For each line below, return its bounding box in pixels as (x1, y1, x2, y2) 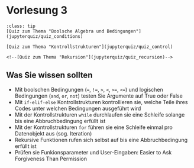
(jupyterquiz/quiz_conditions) (6, 33, 83, 39)
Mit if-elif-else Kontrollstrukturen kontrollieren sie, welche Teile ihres (14, 98, 188, 105)
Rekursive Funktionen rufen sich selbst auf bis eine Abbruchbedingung (14, 136, 188, 143)
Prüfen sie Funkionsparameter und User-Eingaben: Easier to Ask (14, 148, 172, 156)
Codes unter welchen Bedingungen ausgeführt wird (14, 105, 141, 112)
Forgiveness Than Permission (14, 155, 88, 162)
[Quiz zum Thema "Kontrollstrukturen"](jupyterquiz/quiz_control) (6, 44, 173, 50)
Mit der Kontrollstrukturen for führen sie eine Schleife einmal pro (14, 124, 173, 131)
